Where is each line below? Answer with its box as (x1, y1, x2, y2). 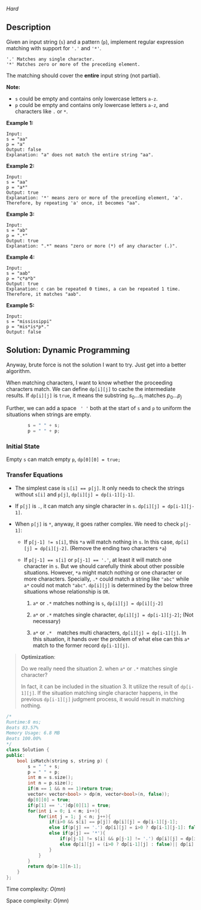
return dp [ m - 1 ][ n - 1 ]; (28, 863, 82, 869)
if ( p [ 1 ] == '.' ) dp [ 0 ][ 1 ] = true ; (28, 802, 111, 808)
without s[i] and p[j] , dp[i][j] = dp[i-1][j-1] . (14, 490, 135, 498)
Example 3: (6, 210, 35, 218)
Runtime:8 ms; (6, 719, 42, 725)
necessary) (32, 617, 61, 624)
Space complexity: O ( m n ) (6, 897, 69, 905)
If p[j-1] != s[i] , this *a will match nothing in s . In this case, (23, 538, 175, 545)
